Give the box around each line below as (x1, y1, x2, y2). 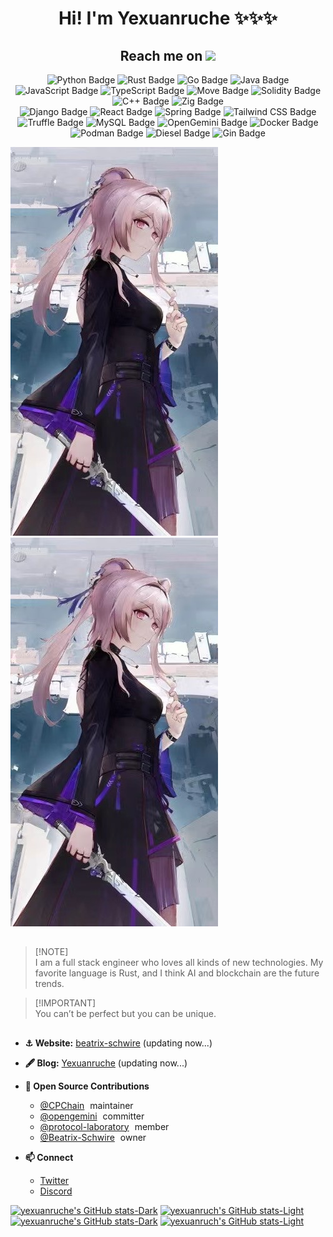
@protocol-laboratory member (39, 1120, 170, 1132)
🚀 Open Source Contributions (24, 1080, 150, 1092)
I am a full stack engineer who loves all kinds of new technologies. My (34, 957, 324, 969)
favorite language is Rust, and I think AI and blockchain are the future (34, 967, 320, 979)
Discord (39, 1185, 73, 1197)
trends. (34, 978, 65, 990)
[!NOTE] (34, 946, 69, 958)
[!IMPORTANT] (34, 997, 97, 1009)
